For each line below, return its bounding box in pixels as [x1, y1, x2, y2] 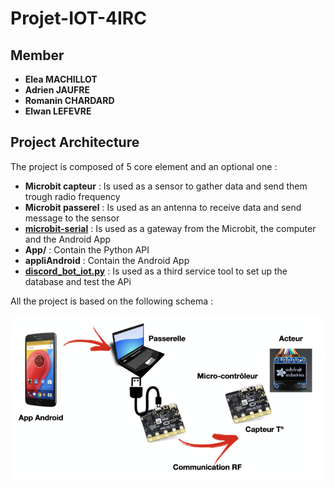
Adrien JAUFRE [24, 84, 90, 96]
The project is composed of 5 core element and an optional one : [10, 160, 278, 172]
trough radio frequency [24, 190, 121, 202]
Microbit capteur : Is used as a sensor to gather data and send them [24, 180, 308, 192]
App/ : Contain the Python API [24, 243, 150, 256]
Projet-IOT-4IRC [10, 7, 147, 30]
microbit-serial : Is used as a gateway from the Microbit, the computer [24, 222, 317, 234]
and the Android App [24, 233, 112, 245]
